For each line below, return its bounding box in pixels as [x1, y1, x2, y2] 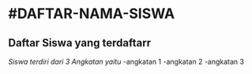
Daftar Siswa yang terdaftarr [8, 36, 152, 50]
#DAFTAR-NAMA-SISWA [8, 5, 175, 23]
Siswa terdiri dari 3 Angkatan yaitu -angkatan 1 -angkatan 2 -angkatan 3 [8, 57, 245, 66]
